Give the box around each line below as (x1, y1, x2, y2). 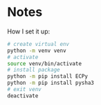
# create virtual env (7, 40, 70, 47)
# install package (7, 67, 60, 74)
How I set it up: (7, 27, 50, 35)
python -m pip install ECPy (7, 73, 89, 80)
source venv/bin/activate (7, 60, 82, 67)
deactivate (7, 92, 39, 99)
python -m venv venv (7, 47, 67, 54)
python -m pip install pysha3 (7, 79, 95, 87)
